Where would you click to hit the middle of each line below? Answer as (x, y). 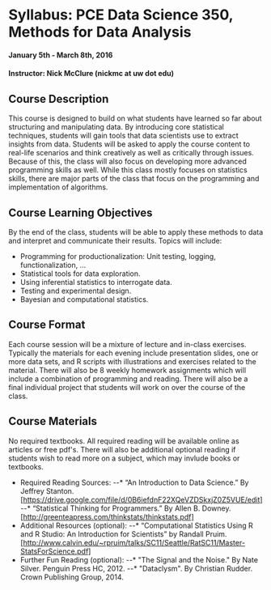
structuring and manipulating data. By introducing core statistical (116, 127)
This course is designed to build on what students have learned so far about (135, 118)
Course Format (47, 325)
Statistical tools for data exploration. (80, 274)
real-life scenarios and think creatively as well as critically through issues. (131, 153)
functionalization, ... (53, 265)
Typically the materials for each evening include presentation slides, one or (133, 353)
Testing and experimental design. (76, 291)
